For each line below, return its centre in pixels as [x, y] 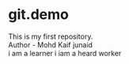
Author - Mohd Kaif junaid [51, 44]
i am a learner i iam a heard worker [65, 53]
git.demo [38, 15]
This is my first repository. [51, 36]
